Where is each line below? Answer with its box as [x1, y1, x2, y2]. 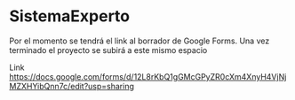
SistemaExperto [9, 6, 131, 27]
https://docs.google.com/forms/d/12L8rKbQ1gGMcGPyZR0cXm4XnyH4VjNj [9, 71, 287, 81]
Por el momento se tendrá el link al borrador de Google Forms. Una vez [9, 35, 270, 46]
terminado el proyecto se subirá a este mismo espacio [9, 44, 208, 55]
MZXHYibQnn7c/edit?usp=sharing [9, 81, 135, 91]
